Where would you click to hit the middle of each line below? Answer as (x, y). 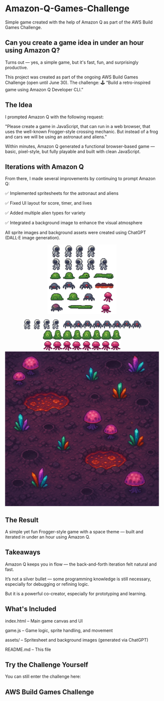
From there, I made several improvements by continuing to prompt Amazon (80, 179)
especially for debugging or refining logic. (47, 584)
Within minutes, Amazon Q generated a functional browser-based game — (80, 146)
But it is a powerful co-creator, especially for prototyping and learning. (76, 594)
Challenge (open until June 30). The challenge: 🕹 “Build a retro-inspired (78, 82)
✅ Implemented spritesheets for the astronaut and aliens (62, 193)
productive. (17, 67)
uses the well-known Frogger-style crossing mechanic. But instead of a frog (82, 131)
